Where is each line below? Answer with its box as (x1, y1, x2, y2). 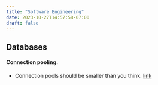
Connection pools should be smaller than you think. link (14, 72, 152, 79)
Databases (6, 42, 48, 52)
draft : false (6, 20, 39, 26)
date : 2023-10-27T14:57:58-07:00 (6, 14, 90, 20)
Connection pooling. (6, 59, 59, 66)
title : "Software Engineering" (6, 8, 84, 15)
